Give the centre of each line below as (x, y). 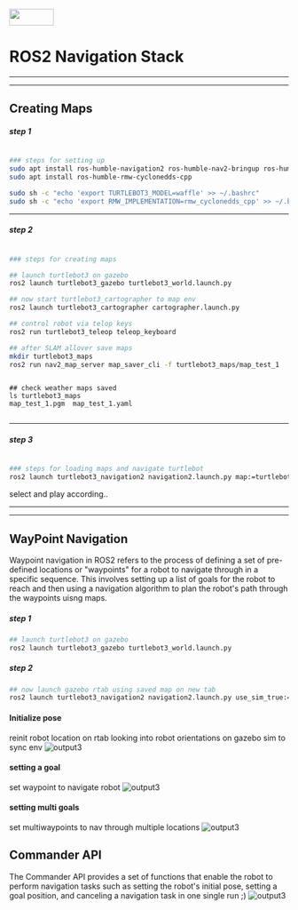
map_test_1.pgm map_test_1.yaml (71, 404)
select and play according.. (59, 494)
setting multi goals (44, 808)
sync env (26, 747)
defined (24, 569)
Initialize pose (35, 717)
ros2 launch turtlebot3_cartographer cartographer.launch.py (125, 308)
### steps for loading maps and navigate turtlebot (106, 469)
